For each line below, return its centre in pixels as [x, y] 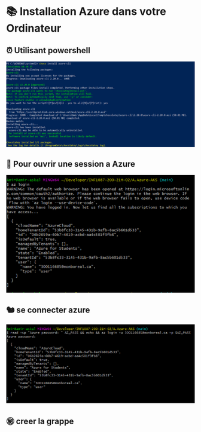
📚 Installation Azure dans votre [86, 12]
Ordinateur [34, 28]
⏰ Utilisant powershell [48, 50]
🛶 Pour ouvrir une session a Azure [71, 164]
